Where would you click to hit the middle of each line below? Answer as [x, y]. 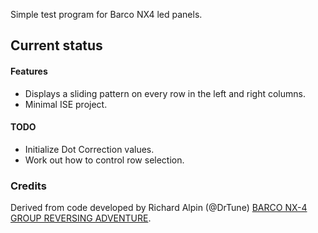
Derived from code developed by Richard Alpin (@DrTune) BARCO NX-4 [159, 208]
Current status [56, 45]
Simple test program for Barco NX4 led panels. [106, 14]
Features [29, 71]
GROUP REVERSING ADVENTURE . [81, 218]
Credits [28, 186]
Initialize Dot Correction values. [89, 149]
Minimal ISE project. [66, 104]
